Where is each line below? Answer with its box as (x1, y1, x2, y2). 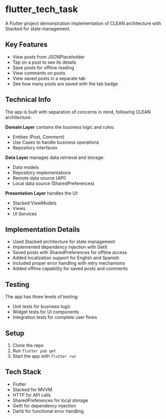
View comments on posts (12, 70, 66, 76)
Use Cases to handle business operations (12, 139, 99, 145)
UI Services (12, 211, 37, 217)
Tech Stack (5, 368, 41, 376)
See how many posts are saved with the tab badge (12, 80, 118, 87)
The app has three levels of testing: (5, 294, 79, 300)
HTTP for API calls (12, 392, 51, 398)
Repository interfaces (12, 144, 58, 150)
